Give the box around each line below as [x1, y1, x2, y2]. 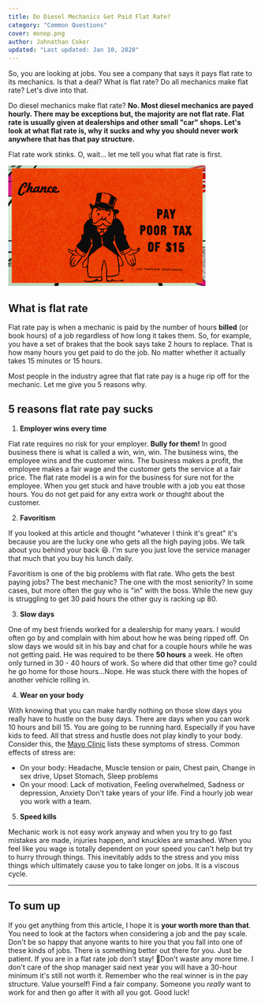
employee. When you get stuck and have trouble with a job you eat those [8, 480, 246, 490]
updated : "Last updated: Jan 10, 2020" [8, 46, 140, 55]
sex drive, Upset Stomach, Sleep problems [19, 771, 159, 781]
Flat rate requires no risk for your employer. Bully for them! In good [8, 439, 227, 448]
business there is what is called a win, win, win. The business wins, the [8, 447, 239, 457]
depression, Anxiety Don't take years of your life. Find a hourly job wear [19, 788, 254, 797]
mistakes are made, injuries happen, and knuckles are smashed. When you [8, 835, 252, 845]
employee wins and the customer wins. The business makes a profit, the [8, 455, 244, 465]
